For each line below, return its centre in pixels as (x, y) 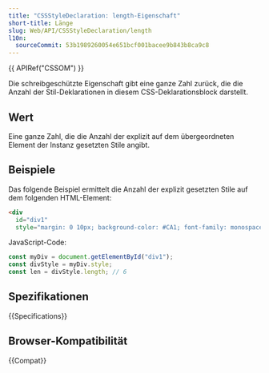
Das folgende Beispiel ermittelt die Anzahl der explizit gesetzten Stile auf (128, 189)
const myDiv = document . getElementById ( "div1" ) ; (91, 257)
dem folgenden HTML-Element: (60, 197)
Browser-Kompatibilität (68, 341)
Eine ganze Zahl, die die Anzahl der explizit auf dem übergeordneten (121, 136)
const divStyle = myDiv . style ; (60, 264)
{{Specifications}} (38, 315)
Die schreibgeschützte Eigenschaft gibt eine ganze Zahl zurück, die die (126, 84)
